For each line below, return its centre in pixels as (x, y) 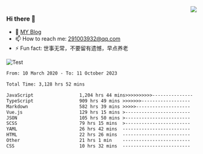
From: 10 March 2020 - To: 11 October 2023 (62, 73)
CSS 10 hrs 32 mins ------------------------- (98, 146)
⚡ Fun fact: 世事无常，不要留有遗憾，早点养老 (72, 49)
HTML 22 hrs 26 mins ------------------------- (98, 135)
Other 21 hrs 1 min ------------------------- (98, 141)
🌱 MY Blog (28, 32)
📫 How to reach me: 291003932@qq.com (68, 39)
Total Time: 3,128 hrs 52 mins (46, 84)
